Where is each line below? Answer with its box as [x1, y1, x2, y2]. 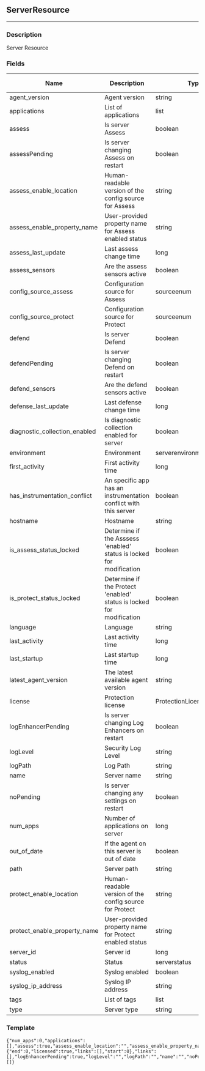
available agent [104, 676, 148, 684]
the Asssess [104, 535, 140, 543]
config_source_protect [9, 313, 74, 321]
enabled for [104, 431, 138, 440]
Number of [104, 814, 135, 823]
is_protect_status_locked [9, 594, 81, 602]
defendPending [9, 359, 54, 368]
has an [104, 484, 124, 492]
